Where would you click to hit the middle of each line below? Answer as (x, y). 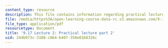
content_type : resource (30, 10)
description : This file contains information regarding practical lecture (85, 14)
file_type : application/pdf (34, 24)
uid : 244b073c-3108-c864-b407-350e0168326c (51, 38)
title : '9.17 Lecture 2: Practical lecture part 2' (60, 33)
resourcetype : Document (30, 28)
